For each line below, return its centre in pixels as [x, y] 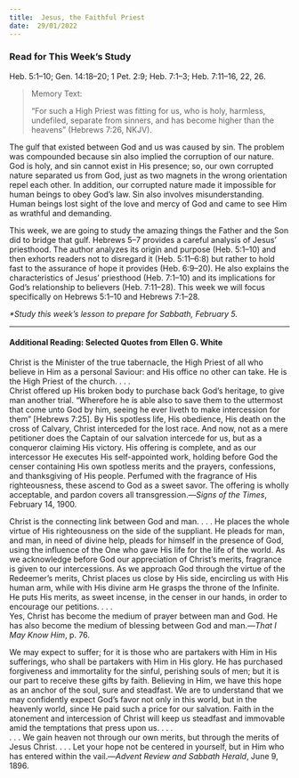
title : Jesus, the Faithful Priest [77, 17]
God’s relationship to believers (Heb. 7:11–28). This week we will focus [137, 287]
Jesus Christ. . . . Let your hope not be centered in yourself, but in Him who [147, 747]
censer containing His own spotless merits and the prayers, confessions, [142, 466]
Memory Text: [57, 93]
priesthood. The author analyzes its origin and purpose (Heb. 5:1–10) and [142, 249]
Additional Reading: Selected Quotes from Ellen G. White [116, 343]
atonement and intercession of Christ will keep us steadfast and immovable [147, 718]
